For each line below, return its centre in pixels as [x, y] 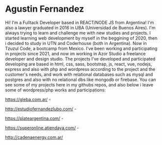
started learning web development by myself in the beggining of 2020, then [81, 38]
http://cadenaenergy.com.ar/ [34, 137]
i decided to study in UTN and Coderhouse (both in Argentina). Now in [76, 43]
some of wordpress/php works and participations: [56, 90]
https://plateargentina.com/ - [34, 118]
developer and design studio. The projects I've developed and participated [80, 59]
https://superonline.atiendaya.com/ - [42, 127]
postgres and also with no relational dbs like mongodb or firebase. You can [81, 80]
